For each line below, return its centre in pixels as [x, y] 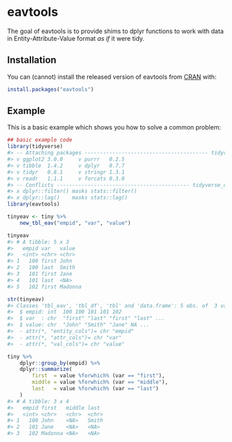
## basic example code [40, 140]
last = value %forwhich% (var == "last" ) [95, 389]
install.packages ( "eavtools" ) [51, 89]
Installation [32, 60]
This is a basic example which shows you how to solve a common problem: [114, 128]
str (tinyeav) [26, 299]
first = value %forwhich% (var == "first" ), [99, 376]
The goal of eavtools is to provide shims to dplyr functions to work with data [116, 31]
